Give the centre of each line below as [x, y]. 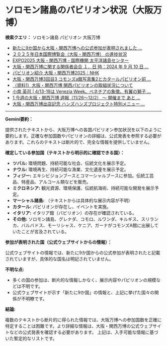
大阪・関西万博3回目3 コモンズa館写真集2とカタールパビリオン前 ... [82, 79]
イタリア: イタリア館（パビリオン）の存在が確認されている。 [74, 213]
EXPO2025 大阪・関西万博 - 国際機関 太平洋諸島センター [71, 60]
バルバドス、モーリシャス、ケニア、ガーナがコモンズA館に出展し [88, 225]
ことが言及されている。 [45, 231]
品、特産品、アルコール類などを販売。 [51, 181]
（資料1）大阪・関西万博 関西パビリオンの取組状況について [73, 85]
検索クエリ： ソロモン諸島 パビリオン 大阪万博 [53, 37]
